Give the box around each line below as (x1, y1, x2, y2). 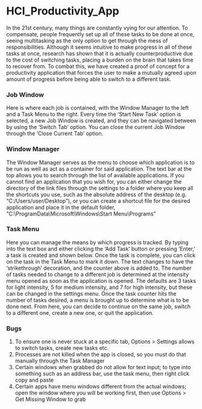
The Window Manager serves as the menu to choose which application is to (6, 159, 195, 166)
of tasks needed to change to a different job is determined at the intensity (6, 270, 189, 278)
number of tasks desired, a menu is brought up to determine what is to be (6, 296, 189, 303)
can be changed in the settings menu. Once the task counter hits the (6, 290, 177, 297)
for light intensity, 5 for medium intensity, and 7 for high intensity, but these (6, 284, 193, 291)
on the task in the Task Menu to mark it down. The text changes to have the (6, 258, 194, 265)
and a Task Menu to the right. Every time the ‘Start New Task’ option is (6, 110, 181, 118)
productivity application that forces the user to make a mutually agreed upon (6, 69, 197, 76)
